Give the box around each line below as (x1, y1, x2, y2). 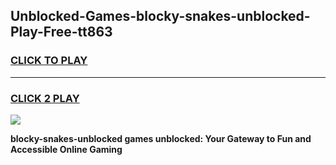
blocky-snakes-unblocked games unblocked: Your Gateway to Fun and (10, 132, 312, 144)
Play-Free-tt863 (10, 24, 113, 41)
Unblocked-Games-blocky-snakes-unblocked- (10, 8, 311, 25)
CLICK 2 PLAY (10, 91, 80, 105)
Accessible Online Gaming (10, 143, 123, 155)
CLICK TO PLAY (10, 54, 88, 68)
